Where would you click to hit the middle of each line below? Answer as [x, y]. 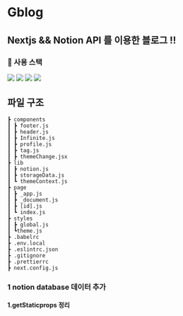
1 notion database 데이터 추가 [57, 287]
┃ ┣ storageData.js [36, 175]
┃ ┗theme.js [25, 230]
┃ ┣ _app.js [25, 194]
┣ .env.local [26, 243]
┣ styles [20, 218]
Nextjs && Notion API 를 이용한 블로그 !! [92, 40]
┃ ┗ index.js [26, 212]
